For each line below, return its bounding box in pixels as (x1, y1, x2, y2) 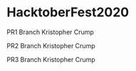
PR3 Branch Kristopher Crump (6, 55, 95, 64)
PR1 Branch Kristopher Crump (6, 28, 94, 36)
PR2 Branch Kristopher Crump (6, 41, 95, 50)
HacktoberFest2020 (6, 4, 130, 21)
